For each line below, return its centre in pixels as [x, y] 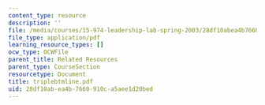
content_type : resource [47, 15]
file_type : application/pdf [54, 37]
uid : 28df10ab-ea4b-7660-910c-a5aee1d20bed [81, 89]
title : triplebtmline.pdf [50, 81]
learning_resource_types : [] [56, 45]
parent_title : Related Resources [63, 60]
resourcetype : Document [47, 74]
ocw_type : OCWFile [38, 52]
